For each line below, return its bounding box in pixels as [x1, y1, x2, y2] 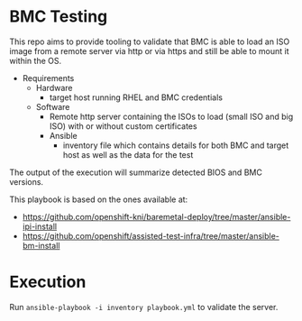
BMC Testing [9, 6, 108, 27]
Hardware [35, 82, 73, 93]
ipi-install [22, 221, 57, 232]
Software [35, 101, 70, 112]
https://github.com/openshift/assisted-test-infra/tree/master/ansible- [22, 230, 279, 241]
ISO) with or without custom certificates [49, 120, 197, 132]
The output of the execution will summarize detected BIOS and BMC [9, 167, 263, 178]
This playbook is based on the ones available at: [9, 194, 188, 205]
